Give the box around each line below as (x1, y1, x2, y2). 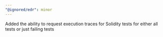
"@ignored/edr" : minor (5, 7, 52, 12)
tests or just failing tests (5, 26, 54, 32)
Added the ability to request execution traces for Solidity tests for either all (5, 21, 158, 27)
